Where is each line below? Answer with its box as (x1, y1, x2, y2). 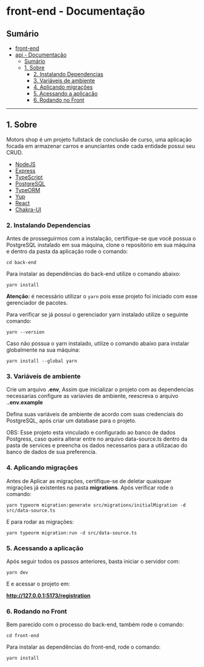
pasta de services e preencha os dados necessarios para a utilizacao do (6, 442, 188, 449)
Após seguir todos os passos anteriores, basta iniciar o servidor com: (6, 558, 180, 565)
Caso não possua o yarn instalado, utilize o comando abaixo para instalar (6, 340, 189, 347)
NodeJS (15, 160, 36, 168)
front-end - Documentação (6, 4, 146, 18)
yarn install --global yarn (6, 358, 78, 365)
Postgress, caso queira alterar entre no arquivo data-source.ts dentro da (6, 435, 188, 442)
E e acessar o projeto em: (6, 580, 70, 587)
